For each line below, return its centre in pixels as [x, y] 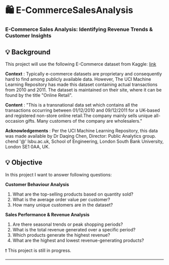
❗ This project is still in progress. [38, 250]
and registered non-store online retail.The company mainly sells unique [79, 115]
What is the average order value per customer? [61, 199]
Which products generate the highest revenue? [61, 235]
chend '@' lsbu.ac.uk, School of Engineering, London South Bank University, [84, 141]
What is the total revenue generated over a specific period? [74, 229]
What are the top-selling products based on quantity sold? [73, 194]
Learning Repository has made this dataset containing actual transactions [81, 84]
